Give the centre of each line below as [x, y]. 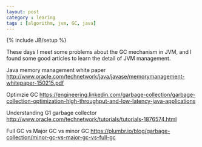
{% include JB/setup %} [36, 41]
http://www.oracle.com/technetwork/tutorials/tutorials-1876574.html [92, 119]
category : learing [31, 18]
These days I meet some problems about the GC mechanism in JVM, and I [99, 52]
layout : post [23, 12]
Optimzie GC [22, 95]
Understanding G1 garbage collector [52, 113]
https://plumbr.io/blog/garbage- [130, 131]
